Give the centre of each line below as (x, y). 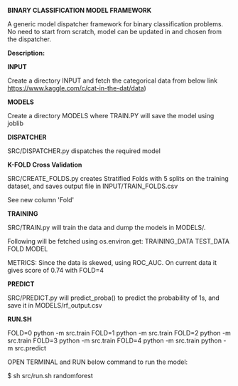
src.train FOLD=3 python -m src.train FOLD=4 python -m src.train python (115, 340)
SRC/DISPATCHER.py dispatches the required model (84, 151)
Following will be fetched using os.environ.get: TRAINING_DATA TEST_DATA (118, 241)
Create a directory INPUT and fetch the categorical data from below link (113, 80)
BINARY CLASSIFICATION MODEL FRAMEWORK (80, 10)
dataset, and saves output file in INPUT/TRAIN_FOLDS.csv (93, 186)
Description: (26, 53)
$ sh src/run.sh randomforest (50, 376)
